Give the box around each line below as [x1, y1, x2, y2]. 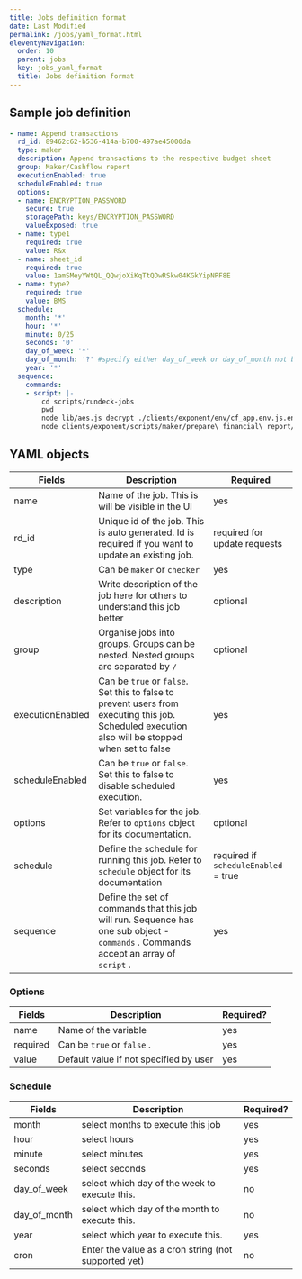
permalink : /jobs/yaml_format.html [9, 30, 143, 39]
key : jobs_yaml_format [17, 64, 102, 73]
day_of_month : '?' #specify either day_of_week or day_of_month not [25, 355, 288, 365]
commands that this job [98, 902, 198, 914]
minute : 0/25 [25, 330, 75, 339]
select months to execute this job [81, 1119, 222, 1131]
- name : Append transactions [9, 129, 119, 138]
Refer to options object [98, 816, 196, 829]
